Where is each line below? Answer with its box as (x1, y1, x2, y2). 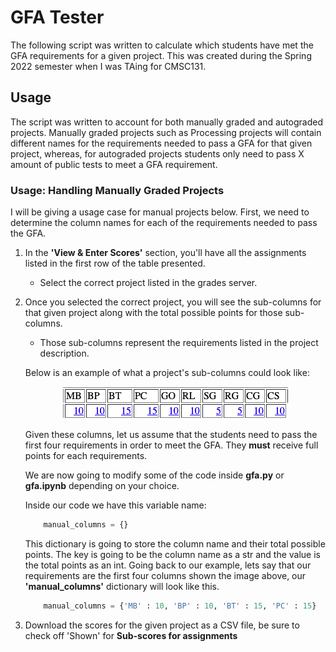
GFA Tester (10, 6, 105, 29)
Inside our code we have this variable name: (24, 499, 207, 511)
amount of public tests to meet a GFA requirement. (10, 158, 218, 170)
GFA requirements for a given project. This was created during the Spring (10, 49, 312, 61)
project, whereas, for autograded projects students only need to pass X (10, 147, 305, 160)
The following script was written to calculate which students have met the (10, 39, 314, 51)
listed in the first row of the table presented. (24, 257, 206, 270)
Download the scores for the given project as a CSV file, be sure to (24, 619, 300, 631)
